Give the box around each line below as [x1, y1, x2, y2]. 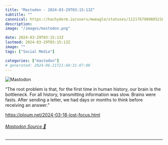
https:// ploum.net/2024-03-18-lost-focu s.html [5, 112, 100, 118]
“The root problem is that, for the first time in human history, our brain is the [5, 86, 161, 92]
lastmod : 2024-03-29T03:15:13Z [5, 40, 70, 45]
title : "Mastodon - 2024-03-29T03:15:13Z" [5, 7, 95, 13]
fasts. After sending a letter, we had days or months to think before [5, 97, 143, 103]
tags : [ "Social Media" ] [5, 49, 55, 54]
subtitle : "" [5, 12, 32, 17]
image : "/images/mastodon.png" [5, 26, 70, 31]
